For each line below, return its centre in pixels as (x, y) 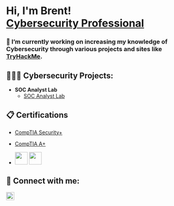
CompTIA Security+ (39, 132)
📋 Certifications (37, 115)
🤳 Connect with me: (43, 181)
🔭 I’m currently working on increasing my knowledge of (87, 42)
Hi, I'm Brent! (39, 11)
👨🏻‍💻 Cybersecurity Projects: (60, 76)
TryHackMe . (24, 57)
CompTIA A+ (30, 144)
